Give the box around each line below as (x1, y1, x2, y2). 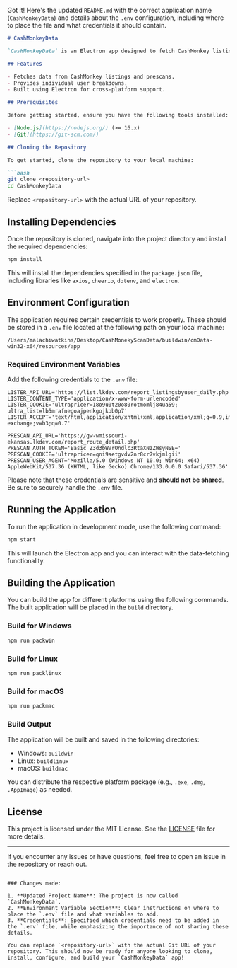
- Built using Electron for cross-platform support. (7, 86, 166, 93)
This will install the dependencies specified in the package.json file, (7, 268, 202, 277)
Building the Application (7, 577, 116, 589)
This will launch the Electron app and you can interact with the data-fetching (7, 548, 229, 558)
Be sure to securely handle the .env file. (7, 483, 123, 491)
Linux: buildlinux (17, 756, 69, 765)
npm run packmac (7, 703, 55, 710)
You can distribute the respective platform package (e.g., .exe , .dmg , (7, 778, 206, 786)
